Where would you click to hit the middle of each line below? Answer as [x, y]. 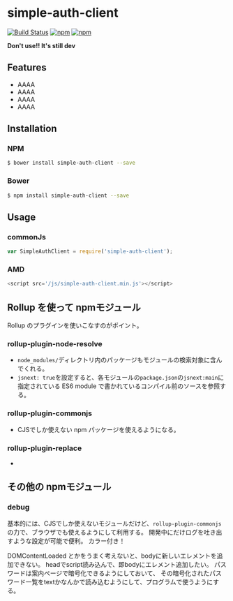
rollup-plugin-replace [45, 448]
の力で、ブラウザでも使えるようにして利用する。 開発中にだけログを [106, 532]
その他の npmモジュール [59, 487]
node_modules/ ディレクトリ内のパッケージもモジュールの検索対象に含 [116, 360]
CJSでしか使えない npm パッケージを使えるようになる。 [98, 429]
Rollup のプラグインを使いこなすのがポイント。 [75, 325]
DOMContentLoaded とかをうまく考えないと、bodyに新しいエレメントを [112, 556]
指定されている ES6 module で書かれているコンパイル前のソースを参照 [119, 386]
